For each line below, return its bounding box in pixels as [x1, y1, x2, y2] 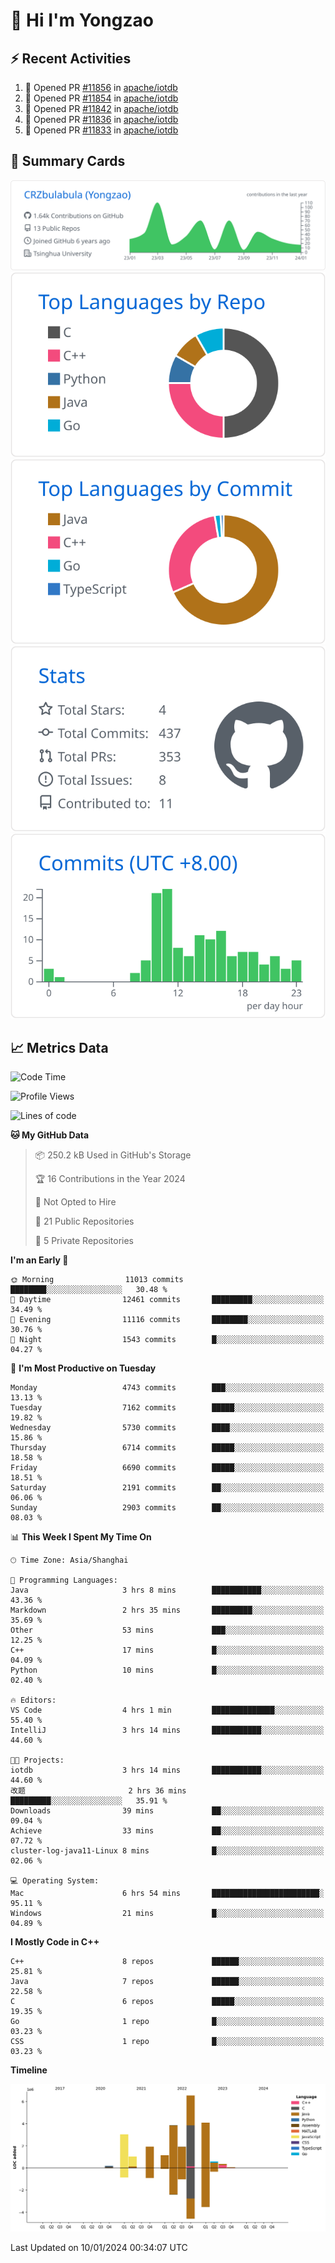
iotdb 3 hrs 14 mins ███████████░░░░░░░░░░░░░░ [10, 1765, 325, 1776]
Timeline [10, 2064, 48, 2076]
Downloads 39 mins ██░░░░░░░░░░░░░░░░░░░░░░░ [10, 1806, 325, 1816]
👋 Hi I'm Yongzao [10, 9, 154, 32]
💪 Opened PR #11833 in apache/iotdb [24, 124, 179, 136]
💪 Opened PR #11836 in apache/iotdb [24, 114, 179, 125]
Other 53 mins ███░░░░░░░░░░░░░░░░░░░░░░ [10, 1625, 325, 1636]
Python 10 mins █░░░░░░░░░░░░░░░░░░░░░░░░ [10, 1665, 325, 1676]
